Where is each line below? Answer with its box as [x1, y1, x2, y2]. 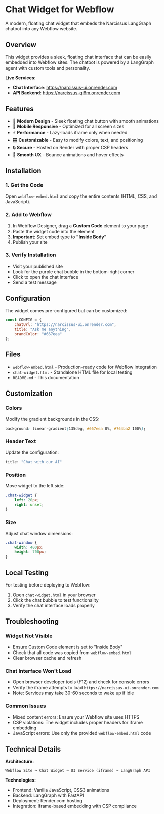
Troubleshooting [5, 617, 59, 626]
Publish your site [12, 239, 48, 245]
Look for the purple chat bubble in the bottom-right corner [12, 268, 135, 275]
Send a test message [12, 279, 57, 285]
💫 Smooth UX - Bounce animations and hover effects [12, 151, 124, 158]
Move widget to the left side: [5, 482, 65, 489]
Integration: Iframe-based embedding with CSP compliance [12, 803, 137, 809]
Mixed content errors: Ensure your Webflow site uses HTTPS [12, 714, 140, 720]
